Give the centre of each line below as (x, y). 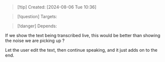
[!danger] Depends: (37, 26)
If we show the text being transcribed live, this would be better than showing (83, 35)
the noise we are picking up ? (35, 41)
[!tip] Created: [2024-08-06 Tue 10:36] (57, 7)
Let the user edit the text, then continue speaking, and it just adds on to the (81, 50)
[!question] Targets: (37, 16)
